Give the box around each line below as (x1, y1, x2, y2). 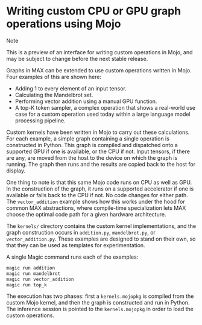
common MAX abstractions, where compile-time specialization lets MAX (6, 204, 186, 212)
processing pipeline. (14, 116, 66, 124)
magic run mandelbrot (6, 270, 61, 277)
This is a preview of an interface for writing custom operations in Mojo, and (6, 48, 193, 55)
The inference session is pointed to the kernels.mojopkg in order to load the (6, 306, 194, 313)
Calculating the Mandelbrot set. (14, 91, 93, 98)
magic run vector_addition (6, 276, 74, 282)
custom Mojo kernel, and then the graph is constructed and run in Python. (6, 299, 190, 306)
